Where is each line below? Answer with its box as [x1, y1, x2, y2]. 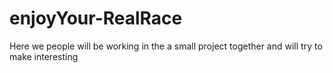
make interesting [9, 50, 79, 62]
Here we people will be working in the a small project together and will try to [9, 40, 323, 52]
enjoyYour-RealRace [9, 7, 183, 30]
